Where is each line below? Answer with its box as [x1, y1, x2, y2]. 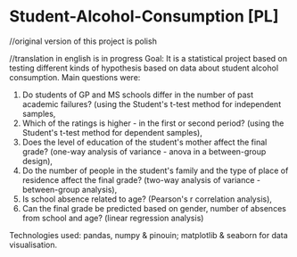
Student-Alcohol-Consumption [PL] [9, 6, 279, 27]
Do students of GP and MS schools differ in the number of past [21, 89, 254, 100]
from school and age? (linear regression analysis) [21, 212, 204, 223]
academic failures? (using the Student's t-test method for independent [21, 98, 282, 109]
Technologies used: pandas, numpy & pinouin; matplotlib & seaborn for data [9, 229, 288, 240]
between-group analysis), [21, 184, 118, 195]
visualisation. [9, 239, 58, 250]
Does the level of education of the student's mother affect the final [21, 137, 268, 147]
